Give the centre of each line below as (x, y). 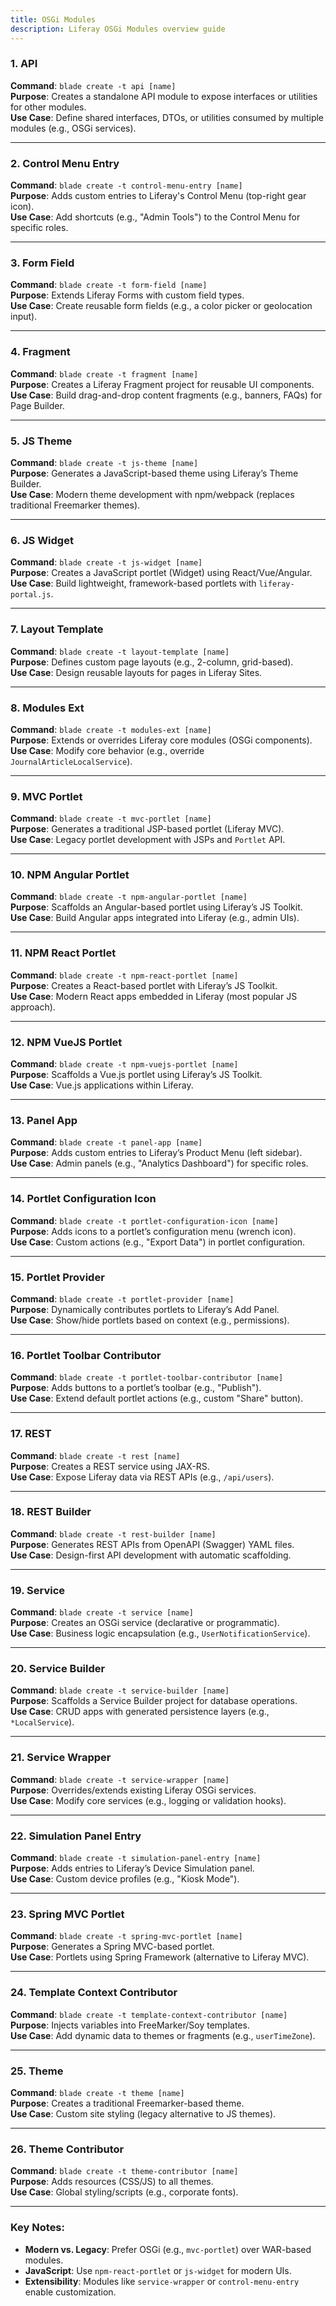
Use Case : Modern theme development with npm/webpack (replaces (152, 494)
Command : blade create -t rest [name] (95, 1455)
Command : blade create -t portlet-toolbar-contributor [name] (147, 1377)
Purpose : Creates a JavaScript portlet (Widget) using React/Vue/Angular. (161, 573)
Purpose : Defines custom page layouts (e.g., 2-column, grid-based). (152, 662)
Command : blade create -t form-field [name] (109, 285)
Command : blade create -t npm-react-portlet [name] (124, 975)
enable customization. (70, 2292)
